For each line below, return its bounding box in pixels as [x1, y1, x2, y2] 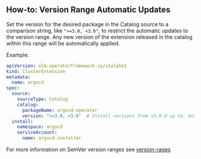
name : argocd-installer [22, 135, 82, 141]
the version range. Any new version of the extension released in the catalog [6, 33, 193, 41]
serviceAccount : [17, 130, 58, 136]
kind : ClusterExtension [6, 68, 66, 74]
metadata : [6, 74, 31, 80]
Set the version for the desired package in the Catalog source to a [6, 20, 169, 27]
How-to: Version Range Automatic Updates [6, 5, 170, 15]
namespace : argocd [17, 124, 63, 130]
